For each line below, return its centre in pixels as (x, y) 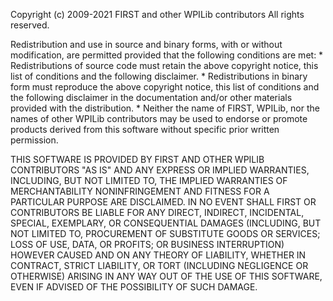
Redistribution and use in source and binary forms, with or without (146, 44)
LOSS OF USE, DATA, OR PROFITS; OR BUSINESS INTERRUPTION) (147, 244)
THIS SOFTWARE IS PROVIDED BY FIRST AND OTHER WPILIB (137, 159)
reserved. (30, 25)
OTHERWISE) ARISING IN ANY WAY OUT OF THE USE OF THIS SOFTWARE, (166, 276)
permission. (34, 140)
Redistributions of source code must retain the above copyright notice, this (164, 65)
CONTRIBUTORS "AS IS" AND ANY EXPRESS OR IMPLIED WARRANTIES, (160, 170)
